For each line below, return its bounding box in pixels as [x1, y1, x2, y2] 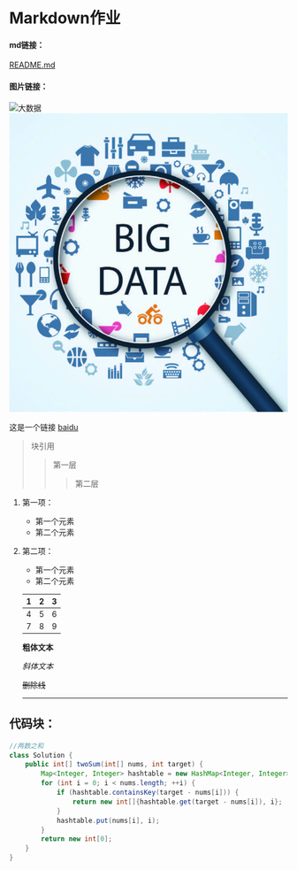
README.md [9, 59, 56, 71]
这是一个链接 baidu [9, 422, 79, 433]
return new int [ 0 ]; [41, 835, 113, 843]
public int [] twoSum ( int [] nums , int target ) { [25, 760, 203, 769]
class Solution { [9, 751, 73, 759]
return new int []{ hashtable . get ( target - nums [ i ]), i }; [72, 797, 283, 806]
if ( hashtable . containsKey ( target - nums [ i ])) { [56, 789, 240, 797]
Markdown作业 [9, 8, 121, 28]
